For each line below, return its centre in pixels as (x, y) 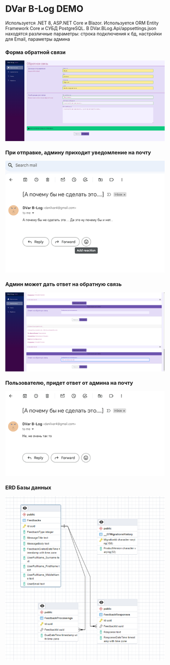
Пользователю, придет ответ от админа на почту (69, 383)
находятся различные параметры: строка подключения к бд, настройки (83, 34)
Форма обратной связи (35, 52)
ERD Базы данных (28, 488)
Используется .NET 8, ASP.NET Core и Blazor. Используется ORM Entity (82, 23)
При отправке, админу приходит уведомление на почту (78, 152)
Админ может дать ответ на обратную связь (63, 284)
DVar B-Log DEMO (44, 9)
